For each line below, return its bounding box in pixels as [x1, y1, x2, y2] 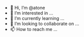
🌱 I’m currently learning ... [10, 15, 65, 21]
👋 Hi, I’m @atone [10, 5, 45, 10]
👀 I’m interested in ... [10, 10, 53, 16]
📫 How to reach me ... [10, 26, 58, 32]
